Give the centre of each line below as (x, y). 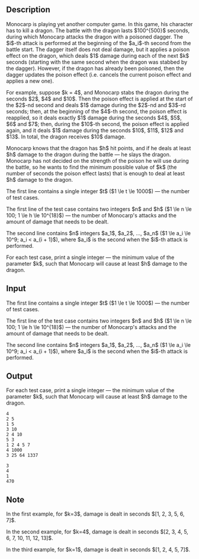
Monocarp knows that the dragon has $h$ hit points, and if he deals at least (99, 148)
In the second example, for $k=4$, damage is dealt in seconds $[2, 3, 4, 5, (97, 532)
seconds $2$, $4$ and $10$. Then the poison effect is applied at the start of (99, 99)
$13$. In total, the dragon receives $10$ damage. (66, 137)
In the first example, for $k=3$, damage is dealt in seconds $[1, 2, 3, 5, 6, (95, 514)
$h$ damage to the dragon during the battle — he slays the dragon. (89, 154)
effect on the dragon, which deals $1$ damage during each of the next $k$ (98, 55)
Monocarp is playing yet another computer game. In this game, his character (99, 24)
